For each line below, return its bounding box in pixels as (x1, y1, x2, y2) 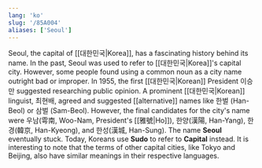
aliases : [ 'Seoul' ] (8, 26, 72, 34)
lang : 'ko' (8, 11, 44, 20)
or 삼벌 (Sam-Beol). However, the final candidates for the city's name (27, 106, 250, 115)
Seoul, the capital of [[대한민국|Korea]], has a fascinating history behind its (8, 49, 249, 58)
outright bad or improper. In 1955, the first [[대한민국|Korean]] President (8, 76, 238, 86)
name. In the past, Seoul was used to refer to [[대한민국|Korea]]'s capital (8, 58, 242, 68)
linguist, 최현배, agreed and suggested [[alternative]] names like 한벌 (8, 96, 229, 106)
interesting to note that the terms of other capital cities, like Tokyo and (8, 143, 236, 152)
